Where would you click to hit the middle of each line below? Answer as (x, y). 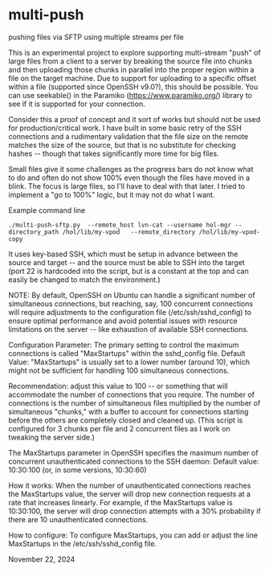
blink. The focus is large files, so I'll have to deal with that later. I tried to (127, 186)
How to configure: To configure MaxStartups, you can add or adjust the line (133, 535)
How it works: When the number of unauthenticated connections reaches (130, 485)
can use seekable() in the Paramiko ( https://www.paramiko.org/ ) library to (130, 95)
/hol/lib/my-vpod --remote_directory (129, 232)
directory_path (34, 232)
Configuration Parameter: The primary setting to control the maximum (124, 345)
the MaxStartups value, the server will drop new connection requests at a (130, 494)
